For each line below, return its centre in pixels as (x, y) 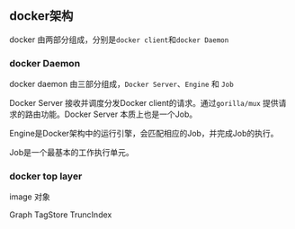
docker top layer (46, 176)
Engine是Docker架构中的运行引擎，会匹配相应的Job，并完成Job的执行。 (144, 134)
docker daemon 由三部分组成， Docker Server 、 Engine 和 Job (121, 84)
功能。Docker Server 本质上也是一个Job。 (119, 114)
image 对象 (30, 197)
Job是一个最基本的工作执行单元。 (72, 153)
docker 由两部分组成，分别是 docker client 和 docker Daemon (119, 40)
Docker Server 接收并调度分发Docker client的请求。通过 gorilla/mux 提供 (144, 103)
